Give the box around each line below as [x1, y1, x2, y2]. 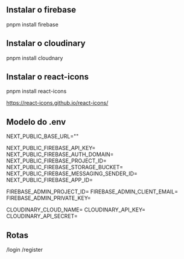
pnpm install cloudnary [6, 54, 63, 61]
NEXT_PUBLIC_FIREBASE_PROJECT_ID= [6, 157, 107, 164]
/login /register [6, 246, 43, 254]
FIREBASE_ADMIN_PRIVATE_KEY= [6, 195, 92, 202]
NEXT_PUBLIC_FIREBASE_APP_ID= [6, 176, 94, 184]
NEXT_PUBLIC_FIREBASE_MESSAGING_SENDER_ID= [6, 170, 138, 177]
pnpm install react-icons [6, 87, 67, 95]
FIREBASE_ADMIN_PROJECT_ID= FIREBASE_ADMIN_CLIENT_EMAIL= [6, 188, 179, 195]
